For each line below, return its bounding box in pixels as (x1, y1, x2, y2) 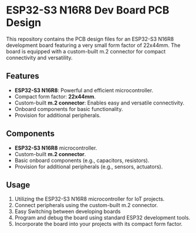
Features (6, 71, 39, 81)
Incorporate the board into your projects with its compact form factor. (14, 221, 183, 228)
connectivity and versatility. (6, 54, 73, 61)
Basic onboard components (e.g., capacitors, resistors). (14, 157, 150, 164)
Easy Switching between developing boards (14, 208, 121, 215)
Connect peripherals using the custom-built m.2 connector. (14, 202, 158, 209)
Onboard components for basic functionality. (14, 105, 123, 112)
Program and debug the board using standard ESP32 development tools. (14, 214, 191, 221)
